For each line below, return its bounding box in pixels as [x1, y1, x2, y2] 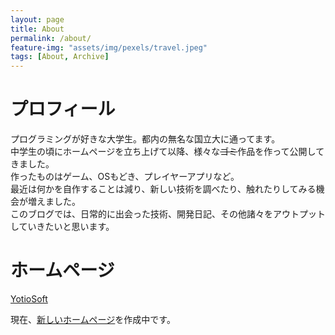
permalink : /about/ [10, 33, 92, 43]
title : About [10, 24, 65, 34]
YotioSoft [10, 293, 48, 305]
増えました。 [27, 196, 81, 208]
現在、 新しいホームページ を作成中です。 [10, 314, 176, 325]
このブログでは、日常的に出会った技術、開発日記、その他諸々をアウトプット [10, 208, 326, 220]
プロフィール [10, 98, 116, 121]
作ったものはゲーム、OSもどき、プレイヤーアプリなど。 [10, 171, 240, 183]
